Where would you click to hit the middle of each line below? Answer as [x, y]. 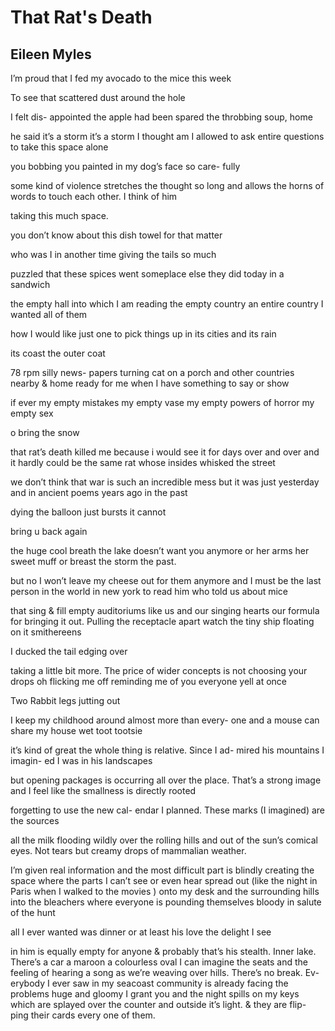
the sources [35, 820]
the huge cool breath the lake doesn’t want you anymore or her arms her [160, 550]
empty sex [32, 413]
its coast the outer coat [58, 353]
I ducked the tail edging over [69, 651]
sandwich [30, 284]
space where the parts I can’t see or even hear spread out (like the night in [164, 880]
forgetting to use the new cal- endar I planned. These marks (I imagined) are [167, 810]
